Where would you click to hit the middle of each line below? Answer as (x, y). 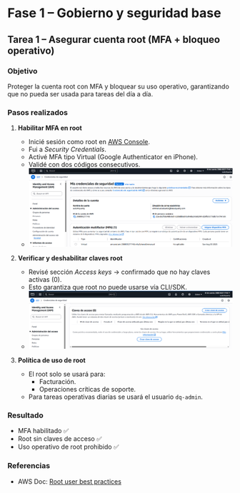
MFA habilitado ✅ (43, 431)
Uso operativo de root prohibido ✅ (68, 447)
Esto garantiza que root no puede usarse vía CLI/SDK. (107, 287)
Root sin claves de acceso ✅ (60, 439)
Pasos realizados (38, 112)
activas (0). (45, 279)
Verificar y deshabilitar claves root (70, 258)
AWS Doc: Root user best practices (69, 481)
